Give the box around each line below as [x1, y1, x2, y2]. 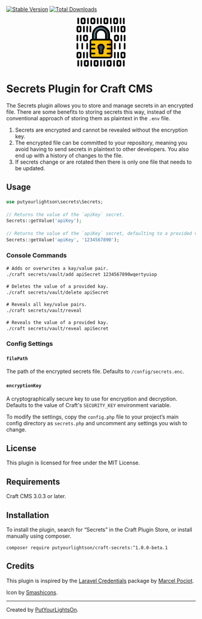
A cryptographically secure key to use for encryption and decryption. [6, 395, 177, 402]
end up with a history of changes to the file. [14, 152, 123, 159]
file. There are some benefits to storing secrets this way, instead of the [6, 108, 182, 115]
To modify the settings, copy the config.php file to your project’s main [6, 413, 179, 420]
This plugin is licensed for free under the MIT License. [6, 459, 140, 466]
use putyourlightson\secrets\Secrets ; [6, 199, 103, 205]
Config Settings [6, 340, 53, 348]
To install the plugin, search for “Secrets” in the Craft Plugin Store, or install [6, 526, 192, 533]
